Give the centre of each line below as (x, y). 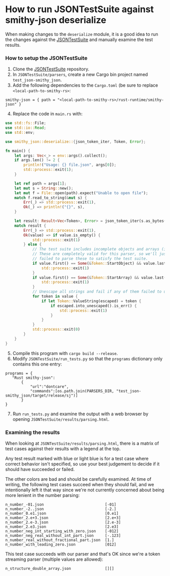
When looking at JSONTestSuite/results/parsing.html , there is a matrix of (82, 443)
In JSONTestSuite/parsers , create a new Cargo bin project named (80, 75)
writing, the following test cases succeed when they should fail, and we (80, 485)
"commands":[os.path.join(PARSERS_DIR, (72, 391)
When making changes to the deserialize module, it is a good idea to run (82, 34)
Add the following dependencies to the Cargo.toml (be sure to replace (85, 85)
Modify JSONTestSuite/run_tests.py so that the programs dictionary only (88, 358)
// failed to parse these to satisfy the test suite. (90, 259)
